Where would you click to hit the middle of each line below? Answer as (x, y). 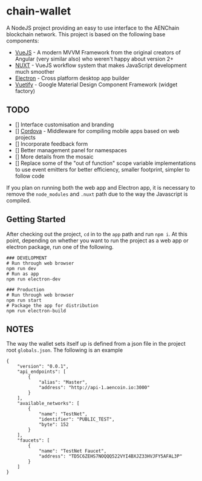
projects (25, 137)
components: (23, 40)
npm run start (24, 300)
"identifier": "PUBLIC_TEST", (77, 419)
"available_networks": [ (48, 404)
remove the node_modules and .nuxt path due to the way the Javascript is (97, 194)
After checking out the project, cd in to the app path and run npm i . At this (97, 234)
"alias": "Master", (63, 383)
